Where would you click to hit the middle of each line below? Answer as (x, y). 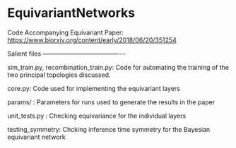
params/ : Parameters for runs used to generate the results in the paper (111, 102)
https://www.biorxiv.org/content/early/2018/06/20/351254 (92, 39)
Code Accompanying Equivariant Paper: (65, 32)
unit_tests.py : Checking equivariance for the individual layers (97, 116)
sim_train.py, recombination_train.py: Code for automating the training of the (118, 67)
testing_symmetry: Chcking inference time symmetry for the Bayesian (109, 129)
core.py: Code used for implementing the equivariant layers (94, 88)
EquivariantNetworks (71, 13)
